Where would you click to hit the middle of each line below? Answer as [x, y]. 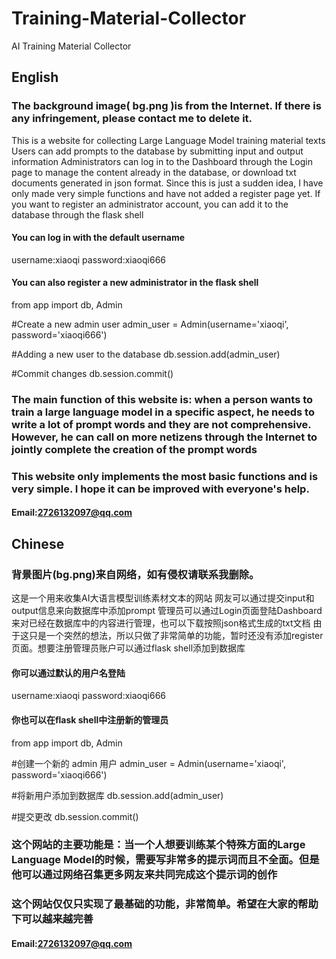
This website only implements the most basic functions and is [165, 476]
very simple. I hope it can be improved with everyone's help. [160, 489]
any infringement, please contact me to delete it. [132, 119]
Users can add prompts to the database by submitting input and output [157, 151]
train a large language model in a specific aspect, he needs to [163, 412]
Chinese [38, 543]
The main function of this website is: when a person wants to [162, 399]
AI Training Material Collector [71, 46]
